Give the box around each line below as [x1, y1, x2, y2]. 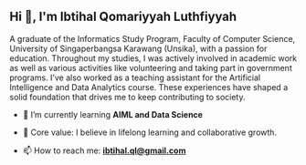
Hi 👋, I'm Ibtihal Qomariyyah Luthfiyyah [9, 9, 237, 25]
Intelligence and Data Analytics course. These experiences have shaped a [9, 81, 289, 92]
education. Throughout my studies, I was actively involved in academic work [9, 52, 298, 64]
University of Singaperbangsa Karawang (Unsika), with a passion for [9, 43, 268, 54]
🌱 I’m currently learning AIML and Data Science [22, 108, 204, 119]
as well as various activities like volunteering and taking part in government [9, 62, 292, 73]
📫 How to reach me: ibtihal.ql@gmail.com [22, 145, 186, 156]
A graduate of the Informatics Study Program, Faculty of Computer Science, [9, 33, 296, 44]
